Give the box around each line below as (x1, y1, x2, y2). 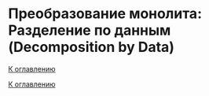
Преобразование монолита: (8, 5, 203, 23)
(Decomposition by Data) (8, 39, 175, 56)
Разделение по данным (8, 21, 171, 39)
